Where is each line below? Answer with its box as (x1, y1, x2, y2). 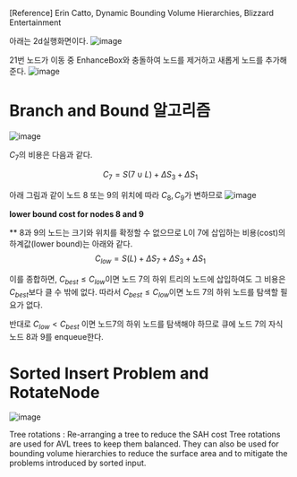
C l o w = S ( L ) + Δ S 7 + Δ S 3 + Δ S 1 (94, 253, 207, 266)
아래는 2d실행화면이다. (9, 36, 89, 46)
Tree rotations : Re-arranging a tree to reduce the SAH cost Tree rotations (9, 429, 281, 440)
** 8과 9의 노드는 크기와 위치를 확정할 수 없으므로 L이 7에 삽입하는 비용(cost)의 (9, 228, 286, 238)
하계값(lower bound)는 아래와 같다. (9, 238, 133, 249)
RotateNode (9, 382, 100, 403)
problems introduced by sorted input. (9, 457, 147, 469)
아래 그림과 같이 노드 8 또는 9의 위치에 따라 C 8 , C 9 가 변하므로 (9, 189, 224, 203)
